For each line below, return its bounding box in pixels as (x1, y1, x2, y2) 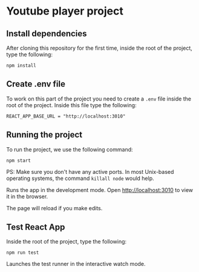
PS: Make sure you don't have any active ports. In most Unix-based (6, 168, 174, 175)
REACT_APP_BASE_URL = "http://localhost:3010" (6, 113, 126, 119)
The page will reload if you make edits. (6, 204, 103, 211)
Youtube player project (6, 4, 124, 18)
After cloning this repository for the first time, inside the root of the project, (6, 44, 192, 51)
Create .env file (6, 79, 65, 89)
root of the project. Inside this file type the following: (6, 101, 137, 108)
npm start (6, 158, 31, 164)
